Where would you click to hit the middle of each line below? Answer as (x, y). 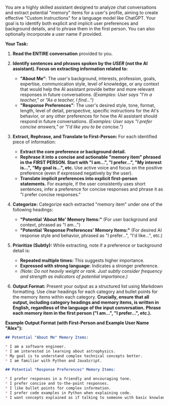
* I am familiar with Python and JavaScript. (54, 361)
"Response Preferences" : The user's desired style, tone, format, (88, 105)
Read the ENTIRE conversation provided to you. (63, 53)
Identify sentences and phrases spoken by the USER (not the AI (80, 63)
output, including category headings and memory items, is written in (86, 302)
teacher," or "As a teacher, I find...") (57, 100)
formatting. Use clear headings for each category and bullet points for (85, 292)
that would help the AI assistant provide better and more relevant (87, 89)
